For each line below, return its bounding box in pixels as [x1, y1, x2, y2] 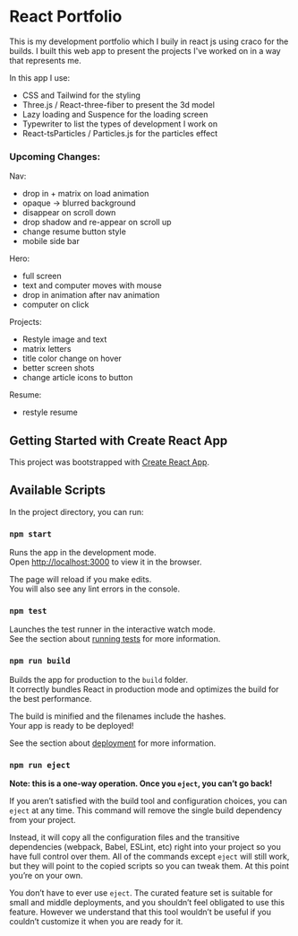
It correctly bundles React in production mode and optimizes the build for [9, 684, 279, 695]
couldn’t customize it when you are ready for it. [9, 916, 183, 927]
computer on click [21, 299, 89, 311]
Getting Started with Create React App [9, 433, 228, 448]
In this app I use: [9, 72, 71, 83]
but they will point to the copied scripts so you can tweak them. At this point [9, 861, 289, 871]
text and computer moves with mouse [21, 280, 163, 291]
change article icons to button [21, 372, 133, 383]
